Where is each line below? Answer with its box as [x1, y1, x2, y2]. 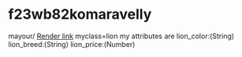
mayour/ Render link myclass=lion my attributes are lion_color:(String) [8, 31, 235, 41]
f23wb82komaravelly [8, 5, 152, 23]
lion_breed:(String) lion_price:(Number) [8, 39, 136, 48]
